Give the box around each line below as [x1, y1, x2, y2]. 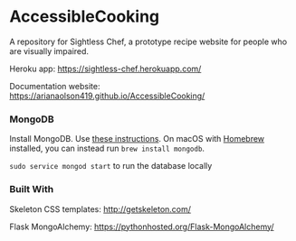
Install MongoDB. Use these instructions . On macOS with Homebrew [9, 134, 265, 144]
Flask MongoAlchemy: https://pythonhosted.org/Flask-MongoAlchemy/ [9, 221, 274, 232]
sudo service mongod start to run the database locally [9, 161, 213, 171]
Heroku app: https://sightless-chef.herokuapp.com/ [9, 63, 202, 74]
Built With [9, 183, 54, 196]
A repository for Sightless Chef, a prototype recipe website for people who [9, 36, 288, 47]
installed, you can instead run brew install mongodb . [9, 143, 205, 154]
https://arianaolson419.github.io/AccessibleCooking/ [9, 90, 205, 101]
